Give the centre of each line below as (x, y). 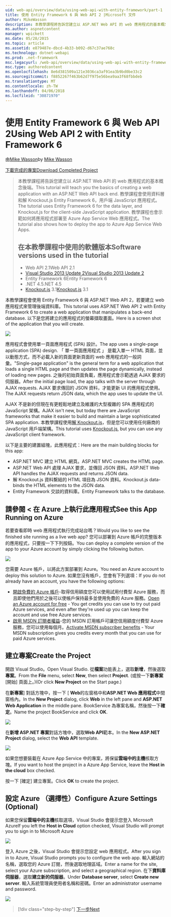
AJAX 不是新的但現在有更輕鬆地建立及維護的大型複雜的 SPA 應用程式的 (80, 404)
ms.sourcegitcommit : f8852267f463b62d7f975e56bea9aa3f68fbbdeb (74, 77)
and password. (21, 889)
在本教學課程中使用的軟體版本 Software (79, 247)
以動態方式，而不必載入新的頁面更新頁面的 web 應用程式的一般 (71, 357)
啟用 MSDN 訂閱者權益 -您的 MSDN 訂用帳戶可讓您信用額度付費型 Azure (88, 621)
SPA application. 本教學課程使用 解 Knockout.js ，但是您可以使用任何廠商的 (83, 422)
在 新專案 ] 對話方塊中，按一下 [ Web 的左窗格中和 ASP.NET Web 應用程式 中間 (85, 692)
